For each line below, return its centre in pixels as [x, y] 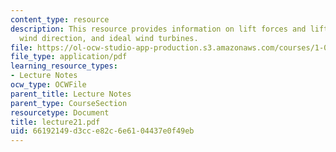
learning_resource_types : [64, 66]
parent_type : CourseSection [69, 103]
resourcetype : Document [60, 112]
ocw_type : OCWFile [48, 85]
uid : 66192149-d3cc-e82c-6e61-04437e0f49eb [102, 131]
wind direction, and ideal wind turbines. [109, 38]
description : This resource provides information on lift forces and [158, 29]
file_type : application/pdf [69, 57]
